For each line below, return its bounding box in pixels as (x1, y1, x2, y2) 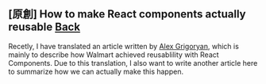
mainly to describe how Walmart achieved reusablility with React (8, 50, 220, 59)
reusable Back (8, 21, 81, 34)
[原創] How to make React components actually (8, 7, 246, 21)
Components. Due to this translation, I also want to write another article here (8, 58, 258, 67)
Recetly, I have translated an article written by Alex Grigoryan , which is (8, 41, 240, 51)
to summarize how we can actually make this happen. (8, 67, 184, 76)
